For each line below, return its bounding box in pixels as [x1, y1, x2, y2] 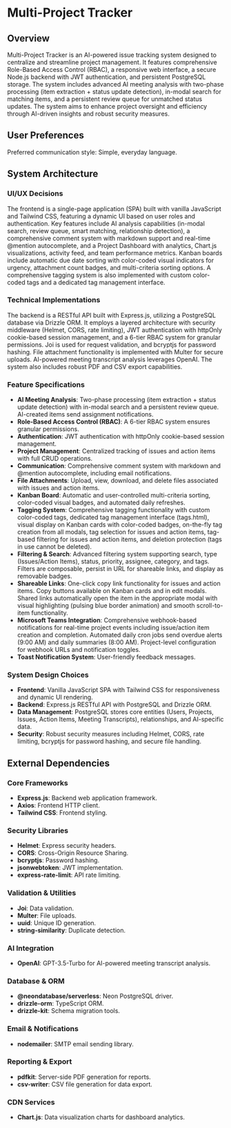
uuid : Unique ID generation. [17, 918, 97, 927]
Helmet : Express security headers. [17, 842, 117, 850]
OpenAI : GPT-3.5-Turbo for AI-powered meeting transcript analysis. [17, 958, 211, 967]
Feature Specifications [7, 379, 85, 389]
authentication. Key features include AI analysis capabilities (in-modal [7, 219, 205, 228]
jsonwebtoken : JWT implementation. [17, 864, 123, 872]
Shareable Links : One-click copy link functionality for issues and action [17, 579, 221, 588]
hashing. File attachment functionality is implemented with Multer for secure [7, 347, 223, 356]
